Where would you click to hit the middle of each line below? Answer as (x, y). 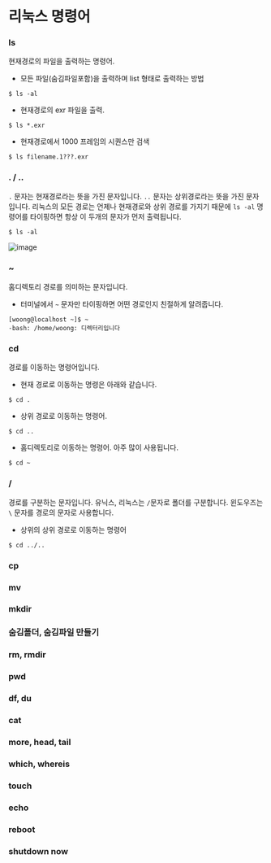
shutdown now (39, 851)
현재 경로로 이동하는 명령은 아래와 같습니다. (88, 385)
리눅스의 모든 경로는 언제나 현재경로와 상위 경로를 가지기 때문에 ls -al (144, 206)
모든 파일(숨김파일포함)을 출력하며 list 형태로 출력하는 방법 (112, 79)
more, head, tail (40, 742)
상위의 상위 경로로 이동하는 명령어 (73, 530)
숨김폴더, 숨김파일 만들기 (54, 633)
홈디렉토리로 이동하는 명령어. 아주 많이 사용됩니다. (99, 447)
